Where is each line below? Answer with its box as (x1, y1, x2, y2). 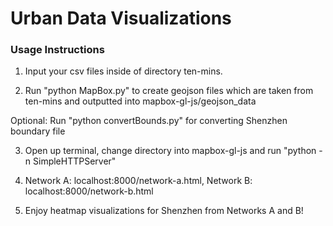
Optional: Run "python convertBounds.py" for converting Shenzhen (10, 115, 288, 127)
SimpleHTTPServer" (33, 155, 117, 167)
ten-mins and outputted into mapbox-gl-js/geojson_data (24, 95, 257, 107)
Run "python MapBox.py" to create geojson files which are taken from (24, 85, 314, 97)
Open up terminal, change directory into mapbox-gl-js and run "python (24, 145, 317, 157)
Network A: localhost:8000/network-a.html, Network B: (24, 175, 253, 187)
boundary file (10, 125, 66, 137)
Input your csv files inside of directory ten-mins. (24, 65, 223, 77)
